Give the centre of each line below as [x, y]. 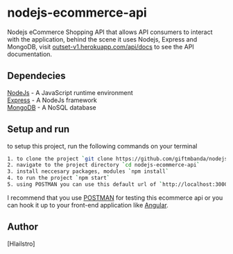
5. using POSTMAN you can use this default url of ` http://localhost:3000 [118, 185]
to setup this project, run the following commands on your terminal [102, 146]
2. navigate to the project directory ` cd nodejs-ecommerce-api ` [103, 165]
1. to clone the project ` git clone [60, 159]
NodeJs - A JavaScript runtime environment [70, 92]
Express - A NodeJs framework [52, 100]
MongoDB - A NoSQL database [52, 107]
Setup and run [38, 129]
